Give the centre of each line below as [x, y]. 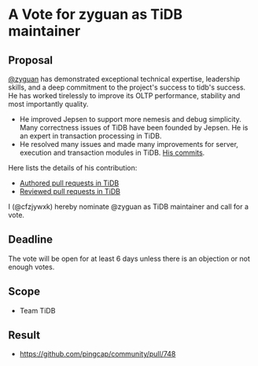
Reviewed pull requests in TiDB [70, 191]
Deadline [31, 240]
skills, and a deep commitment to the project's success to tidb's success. [127, 87]
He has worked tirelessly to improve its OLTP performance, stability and [124, 95]
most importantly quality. [48, 104]
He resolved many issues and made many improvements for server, [129, 144]
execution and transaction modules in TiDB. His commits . [112, 152]
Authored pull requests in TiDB [69, 183]
